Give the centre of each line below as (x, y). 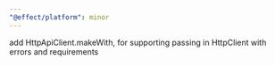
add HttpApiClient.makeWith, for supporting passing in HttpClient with (138, 42)
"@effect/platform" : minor (59, 17)
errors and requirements (54, 51)
